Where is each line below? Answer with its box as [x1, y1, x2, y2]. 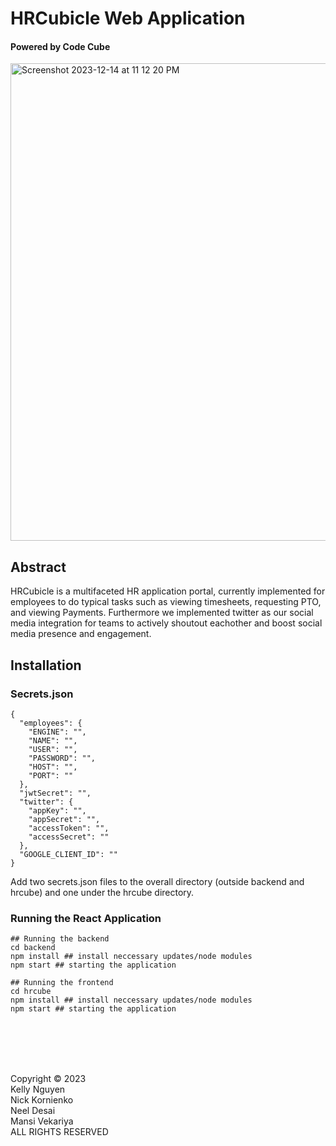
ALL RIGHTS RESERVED [10, 1126, 109, 1138]
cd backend [10, 943, 56, 953]
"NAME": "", [28, 735, 78, 746]
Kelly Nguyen [10, 1083, 66, 1096]
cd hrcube [10, 987, 52, 997]
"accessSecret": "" [28, 832, 110, 842]
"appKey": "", [28, 805, 87, 816]
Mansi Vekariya [10, 1115, 74, 1127]
